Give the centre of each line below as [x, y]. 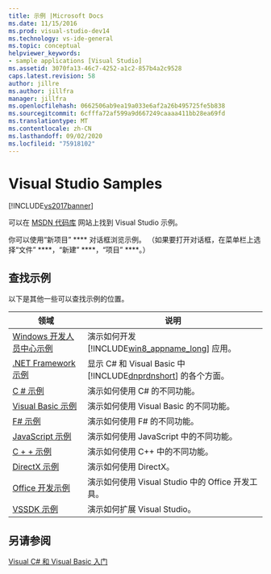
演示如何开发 [112, 336]
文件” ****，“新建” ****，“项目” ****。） [84, 250]
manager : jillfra [38, 99]
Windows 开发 [40, 336]
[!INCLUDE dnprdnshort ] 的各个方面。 [158, 376]
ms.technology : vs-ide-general [61, 38]
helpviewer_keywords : [45, 53]
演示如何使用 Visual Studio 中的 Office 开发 [169, 482]
